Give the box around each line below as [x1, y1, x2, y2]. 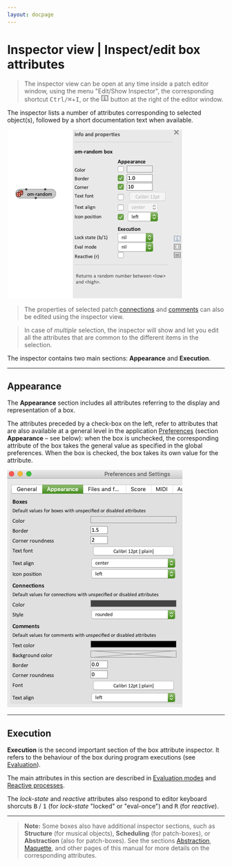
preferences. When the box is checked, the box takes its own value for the [7, 449, 219, 457]
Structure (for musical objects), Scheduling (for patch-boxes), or [23, 829, 211, 838]
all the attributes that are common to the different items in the [23, 333, 199, 342]
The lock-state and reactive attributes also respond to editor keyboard [7, 795, 207, 803]
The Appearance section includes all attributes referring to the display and [7, 398, 220, 407]
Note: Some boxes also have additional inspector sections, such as [23, 822, 215, 830]
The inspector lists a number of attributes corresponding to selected [7, 108, 202, 117]
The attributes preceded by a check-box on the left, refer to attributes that [7, 419, 218, 428]
